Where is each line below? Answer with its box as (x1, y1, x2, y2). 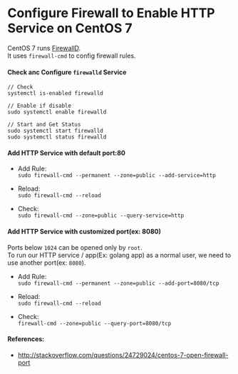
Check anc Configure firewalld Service (7, 68, 127, 76)
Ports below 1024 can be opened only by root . (7, 243, 143, 251)
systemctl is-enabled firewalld (7, 90, 103, 97)
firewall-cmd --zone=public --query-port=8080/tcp (17, 320, 172, 327)
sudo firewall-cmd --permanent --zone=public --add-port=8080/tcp (17, 280, 219, 287)
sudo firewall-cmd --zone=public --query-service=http (17, 212, 185, 219)
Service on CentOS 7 (7, 20, 133, 36)
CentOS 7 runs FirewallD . (7, 44, 81, 52)
